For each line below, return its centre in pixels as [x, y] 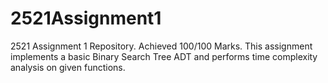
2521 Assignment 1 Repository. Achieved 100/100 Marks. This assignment [161, 46]
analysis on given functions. [68, 67]
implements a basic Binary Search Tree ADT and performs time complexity [164, 56]
